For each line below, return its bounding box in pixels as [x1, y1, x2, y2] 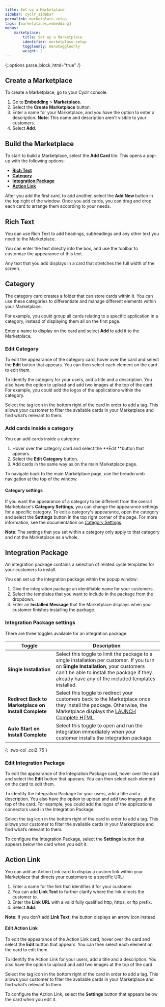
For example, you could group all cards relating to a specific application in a [5, 313, 158, 319]
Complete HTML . [55, 714, 95, 721]
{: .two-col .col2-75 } [5, 747, 48, 753]
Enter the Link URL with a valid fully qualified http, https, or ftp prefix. [12, 899, 152, 905]
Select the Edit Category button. [12, 456, 79, 462]
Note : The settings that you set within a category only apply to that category [5, 529, 160, 535]
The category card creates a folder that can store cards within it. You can [5, 293, 153, 299]
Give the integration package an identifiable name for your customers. [12, 586, 154, 592]
